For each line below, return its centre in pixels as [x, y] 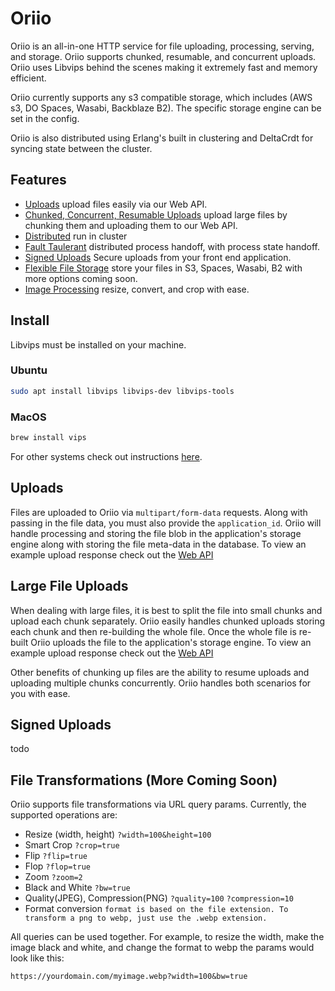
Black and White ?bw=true [77, 888]
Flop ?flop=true [57, 866]
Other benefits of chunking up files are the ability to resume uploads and [160, 672]
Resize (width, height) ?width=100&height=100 [118, 834]
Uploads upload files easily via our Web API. [116, 204]
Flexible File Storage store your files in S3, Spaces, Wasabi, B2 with [163, 268]
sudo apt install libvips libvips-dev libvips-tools [122, 391]
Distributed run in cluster [76, 236]
